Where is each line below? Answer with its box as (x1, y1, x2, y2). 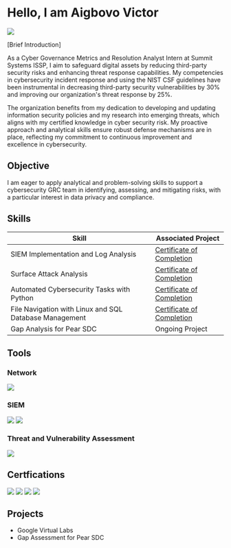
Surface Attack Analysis (10, 269, 88, 278)
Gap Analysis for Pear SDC (10, 324, 98, 333)
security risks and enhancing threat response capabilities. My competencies (7, 68, 223, 76)
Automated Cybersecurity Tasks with (10, 284, 131, 294)
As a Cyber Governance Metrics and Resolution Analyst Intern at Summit (7, 54, 213, 62)
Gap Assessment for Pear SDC (16, 534, 104, 542)
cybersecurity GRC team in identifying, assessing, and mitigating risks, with (7, 186, 221, 194)
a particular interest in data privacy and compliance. (7, 193, 155, 201)
